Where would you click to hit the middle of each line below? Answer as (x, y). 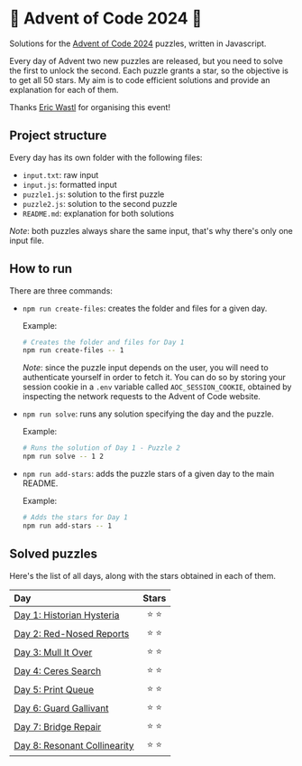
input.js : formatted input (69, 184)
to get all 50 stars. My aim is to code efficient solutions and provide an (140, 79)
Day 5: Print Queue (54, 690)
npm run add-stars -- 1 (67, 526)
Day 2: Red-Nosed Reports (72, 634)
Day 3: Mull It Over (53, 652)
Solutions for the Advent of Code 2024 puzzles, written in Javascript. (138, 43)
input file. (27, 240)
